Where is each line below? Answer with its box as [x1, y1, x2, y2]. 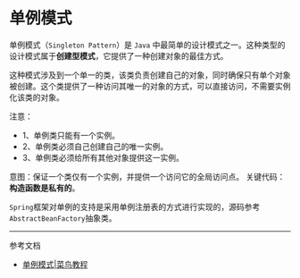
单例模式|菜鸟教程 [21, 258, 88, 269]
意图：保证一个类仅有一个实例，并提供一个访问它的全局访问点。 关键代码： [9, 171, 286, 181]
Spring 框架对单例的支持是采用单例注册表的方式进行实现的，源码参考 [9, 201, 261, 212]
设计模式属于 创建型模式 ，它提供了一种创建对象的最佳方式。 [9, 50, 229, 61]
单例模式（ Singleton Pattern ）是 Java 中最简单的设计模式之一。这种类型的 [9, 39, 286, 50]
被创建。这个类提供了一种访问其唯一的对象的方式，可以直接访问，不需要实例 [9, 80, 291, 91]
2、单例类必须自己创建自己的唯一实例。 [21, 140, 169, 152]
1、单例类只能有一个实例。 [21, 130, 121, 140]
